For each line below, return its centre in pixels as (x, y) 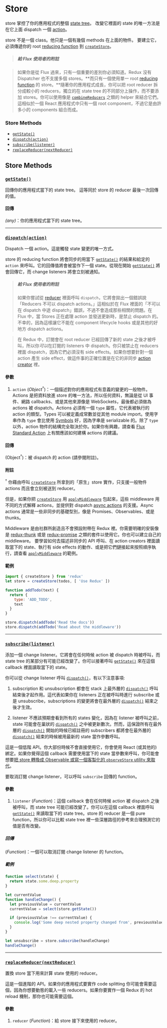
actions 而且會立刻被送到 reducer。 (42, 488)
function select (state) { (32, 877)
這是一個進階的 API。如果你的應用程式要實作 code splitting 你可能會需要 (79, 984)
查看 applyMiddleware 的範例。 (49, 553)
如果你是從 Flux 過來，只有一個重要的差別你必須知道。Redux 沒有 (84, 72)
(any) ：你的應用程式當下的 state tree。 (45, 221)
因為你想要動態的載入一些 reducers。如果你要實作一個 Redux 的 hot (83, 990)
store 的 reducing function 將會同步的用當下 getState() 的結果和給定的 (78, 259)
